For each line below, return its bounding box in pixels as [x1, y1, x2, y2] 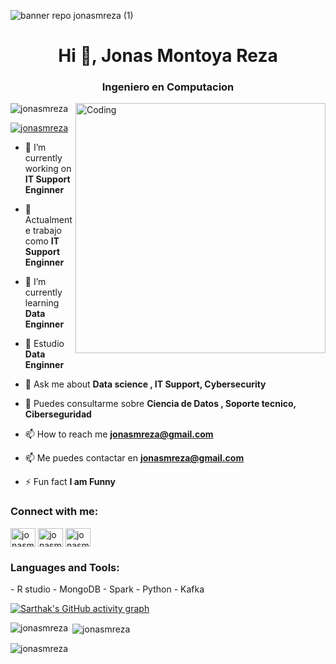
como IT [24, 235, 60, 247]
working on [24, 163, 72, 175]
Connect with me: [10, 505, 99, 519]
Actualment [24, 214, 73, 226]
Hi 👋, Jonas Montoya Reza [58, 45, 278, 67]
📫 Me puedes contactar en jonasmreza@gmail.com [24, 452, 245, 464]
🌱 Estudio [24, 338, 65, 350]
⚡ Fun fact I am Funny [24, 476, 117, 488]
